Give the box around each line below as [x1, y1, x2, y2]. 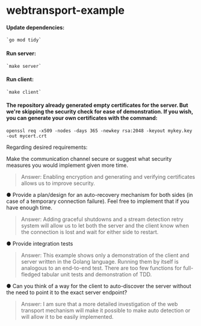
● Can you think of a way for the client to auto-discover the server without [6, 283, 191, 289]
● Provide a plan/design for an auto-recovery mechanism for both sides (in [6, 192, 193, 198]
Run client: [6, 76, 34, 83]
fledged [20, 271, 41, 278]
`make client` [6, 89, 42, 95]
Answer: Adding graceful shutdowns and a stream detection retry [20, 216, 184, 223]
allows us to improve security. [20, 180, 95, 187]
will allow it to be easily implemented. [20, 313, 114, 320]
